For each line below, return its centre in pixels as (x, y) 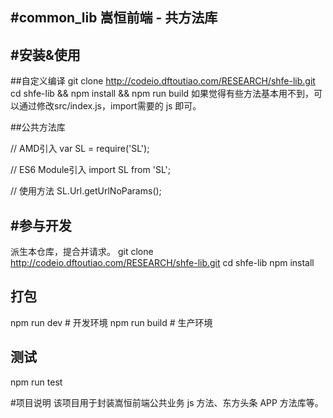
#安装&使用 (45, 54)
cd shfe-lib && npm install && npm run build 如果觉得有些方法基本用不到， (162, 94)
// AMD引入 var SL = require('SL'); (80, 149)
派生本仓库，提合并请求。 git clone (82, 252)
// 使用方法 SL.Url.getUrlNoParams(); (86, 191)
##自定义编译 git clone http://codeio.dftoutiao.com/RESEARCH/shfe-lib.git (163, 81)
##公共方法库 (38, 127)
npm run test (36, 382)
